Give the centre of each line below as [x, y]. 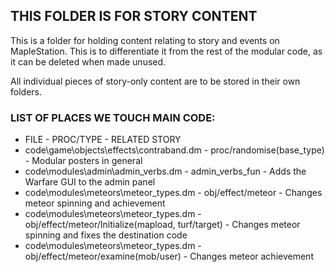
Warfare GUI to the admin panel [90, 182]
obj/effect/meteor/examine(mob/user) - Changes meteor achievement [169, 256]
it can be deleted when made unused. [88, 61]
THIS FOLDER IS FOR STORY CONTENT [134, 16]
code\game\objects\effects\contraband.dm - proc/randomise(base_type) [174, 150]
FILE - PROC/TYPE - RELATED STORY [103, 140]
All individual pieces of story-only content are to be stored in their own [155, 81]
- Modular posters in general [83, 161]
